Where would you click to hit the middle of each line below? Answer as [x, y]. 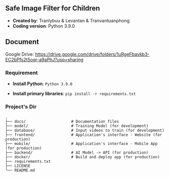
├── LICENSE [18, 166]
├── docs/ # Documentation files [62, 122]
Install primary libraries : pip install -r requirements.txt [74, 93]
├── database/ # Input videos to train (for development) [85, 131]
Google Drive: [20, 54]
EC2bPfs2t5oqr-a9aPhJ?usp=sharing [44, 59]
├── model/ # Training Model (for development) [77, 126]
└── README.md [20, 170]
